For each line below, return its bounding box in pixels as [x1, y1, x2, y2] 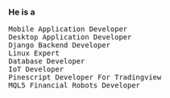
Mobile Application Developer [8, 25, 128, 34]
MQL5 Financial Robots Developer [8, 81, 141, 90]
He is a [8, 6, 35, 18]
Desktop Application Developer [8, 33, 132, 42]
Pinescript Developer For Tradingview [8, 73, 162, 82]
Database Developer [8, 57, 85, 66]
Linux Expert [8, 49, 60, 58]
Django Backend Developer [8, 41, 111, 50]
